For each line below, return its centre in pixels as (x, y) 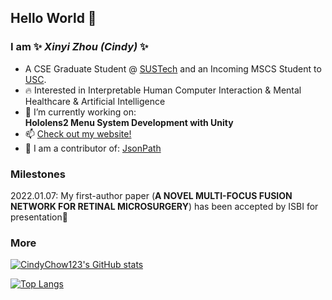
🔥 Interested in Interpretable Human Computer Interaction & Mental (163, 90)
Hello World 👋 (53, 18)
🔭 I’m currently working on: (80, 112)
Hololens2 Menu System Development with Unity (129, 122)
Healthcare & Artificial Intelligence (95, 101)
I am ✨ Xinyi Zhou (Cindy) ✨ (79, 47)
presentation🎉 (39, 217)
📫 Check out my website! (78, 133)
